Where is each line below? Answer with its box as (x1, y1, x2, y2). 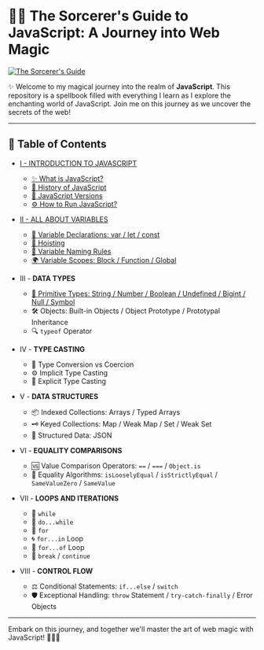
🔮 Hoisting (31, 238, 65, 247)
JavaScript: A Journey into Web (8, 24, 220, 42)
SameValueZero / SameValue (31, 478, 116, 487)
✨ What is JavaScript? (31, 173, 104, 183)
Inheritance (31, 317, 68, 327)
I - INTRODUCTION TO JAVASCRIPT (19, 158, 137, 168)
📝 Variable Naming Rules (31, 246, 112, 256)
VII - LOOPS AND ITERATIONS (19, 493, 119, 503)
